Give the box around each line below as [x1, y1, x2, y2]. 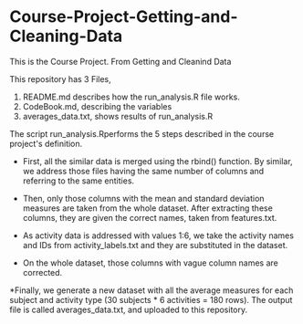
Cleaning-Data [9, 26, 123, 47]
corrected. [22, 267, 63, 277]
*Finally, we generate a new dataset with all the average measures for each [9, 285, 294, 296]
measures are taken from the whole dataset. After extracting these [22, 203, 274, 214]
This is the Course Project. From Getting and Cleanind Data [9, 56, 232, 67]
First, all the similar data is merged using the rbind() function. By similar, [22, 155, 294, 166]
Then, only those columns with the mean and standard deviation [22, 193, 265, 204]
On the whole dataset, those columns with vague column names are [22, 257, 278, 268]
